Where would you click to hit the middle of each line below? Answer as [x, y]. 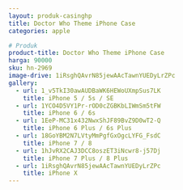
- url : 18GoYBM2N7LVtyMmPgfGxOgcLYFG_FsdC [88, 136]
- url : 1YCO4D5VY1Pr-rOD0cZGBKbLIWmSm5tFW [88, 106]
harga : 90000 [30, 61]
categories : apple [39, 31]
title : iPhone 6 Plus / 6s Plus [77, 129]
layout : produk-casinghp [50, 16]
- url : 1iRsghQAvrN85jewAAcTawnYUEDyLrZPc [88, 166]
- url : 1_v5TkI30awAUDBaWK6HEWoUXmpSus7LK [88, 91]
